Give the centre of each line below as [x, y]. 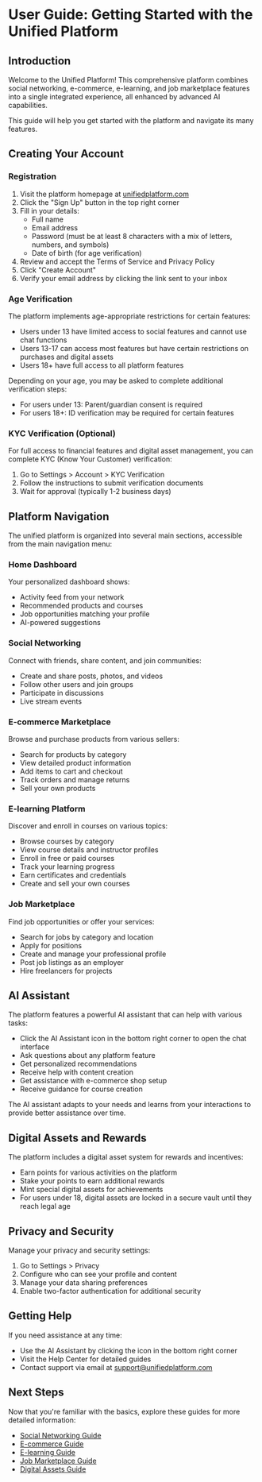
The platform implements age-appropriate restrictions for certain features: [130, 316]
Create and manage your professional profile [93, 954]
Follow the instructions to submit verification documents [112, 483]
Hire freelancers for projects [66, 971]
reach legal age [45, 1206]
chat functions [43, 340]
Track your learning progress [67, 866]
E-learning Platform [47, 809]
